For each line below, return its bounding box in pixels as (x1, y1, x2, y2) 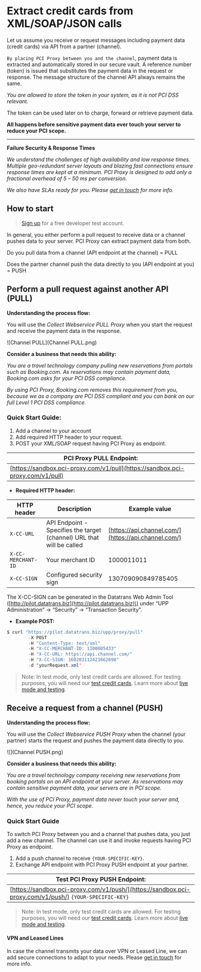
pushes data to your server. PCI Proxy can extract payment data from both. (7, 237, 191, 244)
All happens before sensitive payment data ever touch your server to (7, 120, 181, 128)
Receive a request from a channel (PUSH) (7, 703, 163, 713)
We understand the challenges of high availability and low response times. (7, 156, 191, 163)
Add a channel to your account (15, 427, 92, 434)
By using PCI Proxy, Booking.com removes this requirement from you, (7, 386, 178, 393)
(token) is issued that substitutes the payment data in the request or (7, 67, 174, 74)
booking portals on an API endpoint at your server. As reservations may (7, 778, 184, 785)
